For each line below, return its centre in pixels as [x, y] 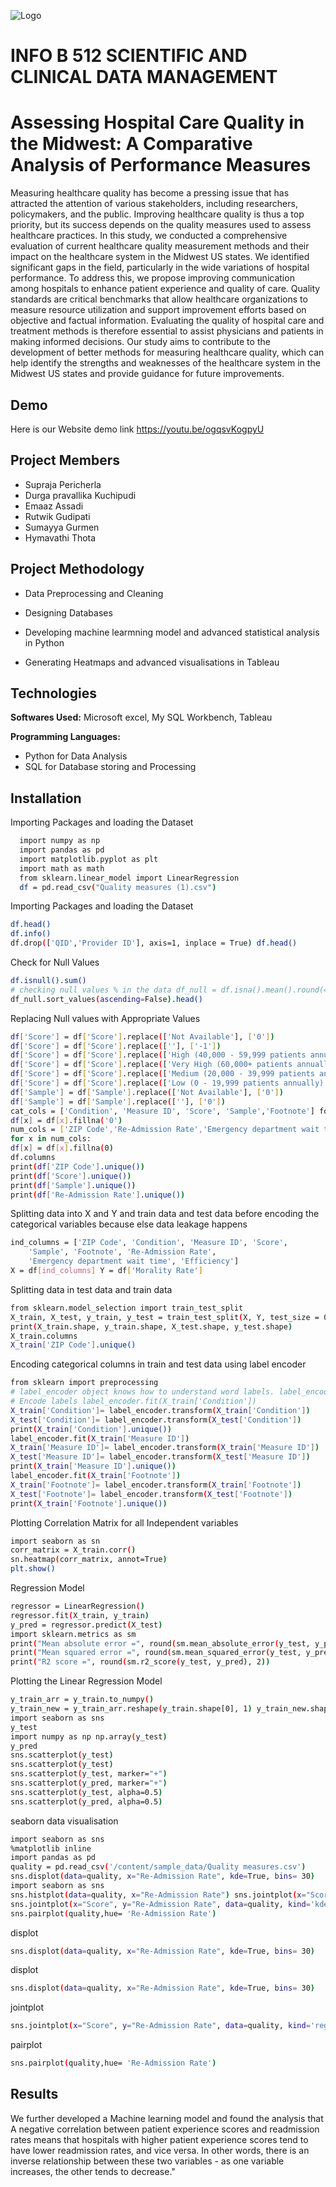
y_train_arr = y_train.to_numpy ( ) [82, 1700]
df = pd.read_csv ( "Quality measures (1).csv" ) [118, 887]
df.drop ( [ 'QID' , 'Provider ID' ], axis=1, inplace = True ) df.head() [154, 943]
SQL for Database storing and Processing [110, 767]
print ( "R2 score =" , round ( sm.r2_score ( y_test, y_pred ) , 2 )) [140, 1662]
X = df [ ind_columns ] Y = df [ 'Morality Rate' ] [106, 1271]
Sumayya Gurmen [62, 527]
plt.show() [33, 1569]
